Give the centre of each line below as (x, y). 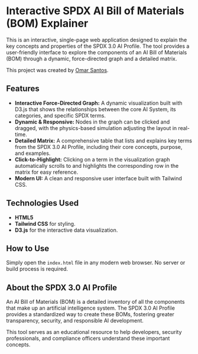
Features (23, 89)
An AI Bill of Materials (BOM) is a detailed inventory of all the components (95, 302)
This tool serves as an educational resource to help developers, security (94, 332)
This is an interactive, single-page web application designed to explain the (97, 40)
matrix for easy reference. (46, 172)
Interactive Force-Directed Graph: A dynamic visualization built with (98, 103)
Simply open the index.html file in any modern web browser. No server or (96, 263)
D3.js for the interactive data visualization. (66, 230)
